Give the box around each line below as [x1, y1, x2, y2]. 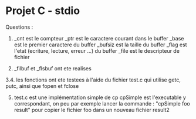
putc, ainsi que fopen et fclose [5, 82, 79, 89]
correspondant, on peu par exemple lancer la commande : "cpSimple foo [13, 100, 190, 107]
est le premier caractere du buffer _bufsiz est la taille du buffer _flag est [13, 41, 187, 48]
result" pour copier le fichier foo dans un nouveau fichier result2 [13, 106, 170, 113]
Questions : [5, 23, 33, 30]
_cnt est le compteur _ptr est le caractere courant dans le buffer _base [13, 35, 184, 42]
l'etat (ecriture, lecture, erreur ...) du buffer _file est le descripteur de [13, 47, 180, 54]
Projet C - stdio [5, 4, 80, 18]
